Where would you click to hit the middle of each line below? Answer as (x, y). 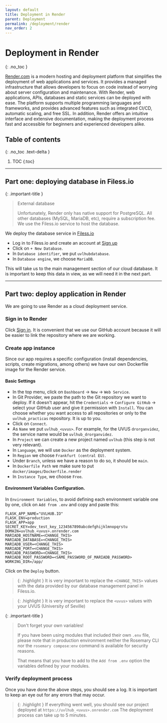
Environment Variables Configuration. (45, 488)
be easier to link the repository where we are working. (60, 335)
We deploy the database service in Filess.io (50, 233)
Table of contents (33, 140)
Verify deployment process (39, 679)
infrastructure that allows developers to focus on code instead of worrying (81, 87)
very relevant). (27, 445)
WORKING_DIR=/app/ (24, 562)
